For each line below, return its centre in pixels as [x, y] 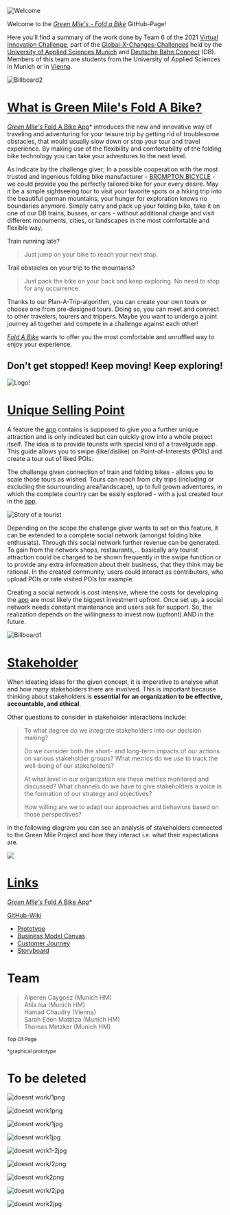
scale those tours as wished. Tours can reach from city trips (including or [111, 479]
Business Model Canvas [51, 936]
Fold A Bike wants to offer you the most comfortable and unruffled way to [111, 336]
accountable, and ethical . [44, 703]
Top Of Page [22, 1039]
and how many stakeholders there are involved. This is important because [112, 689]
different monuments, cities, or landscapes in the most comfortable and [108, 220]
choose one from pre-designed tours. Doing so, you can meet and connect [113, 309]
